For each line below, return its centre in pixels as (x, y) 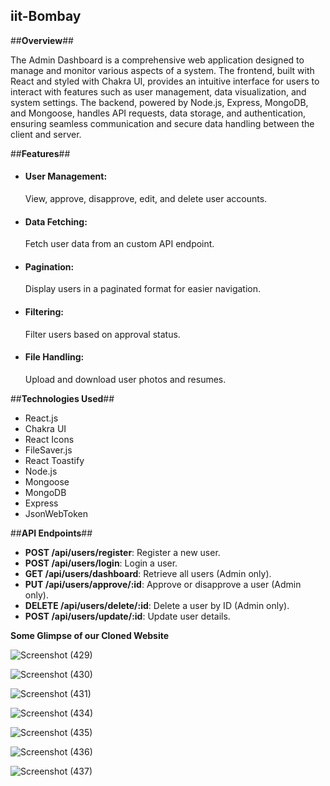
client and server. (46, 134)
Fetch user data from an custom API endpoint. (119, 244)
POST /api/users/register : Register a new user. (122, 552)
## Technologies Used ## (62, 398)
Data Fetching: (56, 221)
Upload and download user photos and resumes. (125, 379)
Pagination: (49, 266)
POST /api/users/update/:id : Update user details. (127, 616)
